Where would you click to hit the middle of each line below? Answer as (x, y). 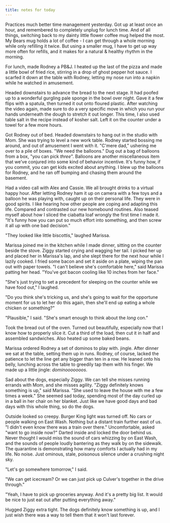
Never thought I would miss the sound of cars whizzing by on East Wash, (81, 438)
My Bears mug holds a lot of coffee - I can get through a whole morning (80, 41)
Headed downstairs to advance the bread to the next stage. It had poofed (82, 92)
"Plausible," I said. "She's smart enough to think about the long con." (77, 318)
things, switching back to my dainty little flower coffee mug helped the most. (85, 35)
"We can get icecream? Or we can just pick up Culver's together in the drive (84, 479)
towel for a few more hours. (34, 125)
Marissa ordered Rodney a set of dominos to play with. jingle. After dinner (82, 348)
